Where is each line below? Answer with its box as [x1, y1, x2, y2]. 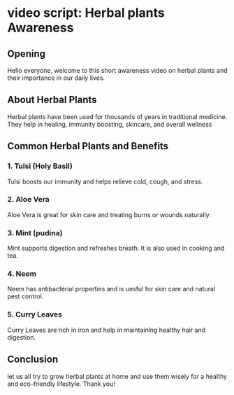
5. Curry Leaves [7, 310, 63, 319]
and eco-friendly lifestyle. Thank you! [7, 380, 115, 388]
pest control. [7, 292, 44, 300]
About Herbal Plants [7, 94, 97, 106]
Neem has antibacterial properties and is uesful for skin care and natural [7, 285, 215, 293]
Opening [7, 48, 46, 60]
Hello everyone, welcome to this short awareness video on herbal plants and [7, 67, 228, 74]
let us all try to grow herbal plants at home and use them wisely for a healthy [7, 372, 228, 380]
